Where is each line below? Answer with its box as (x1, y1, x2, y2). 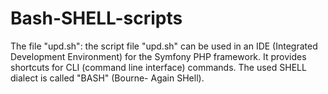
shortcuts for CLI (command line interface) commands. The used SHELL (10, 61, 307, 73)
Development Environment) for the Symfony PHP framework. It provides (10, 50, 307, 62)
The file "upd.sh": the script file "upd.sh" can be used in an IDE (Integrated (10, 40, 318, 52)
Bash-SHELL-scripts (10, 7, 183, 30)
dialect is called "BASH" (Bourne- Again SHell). (10, 72, 205, 84)
